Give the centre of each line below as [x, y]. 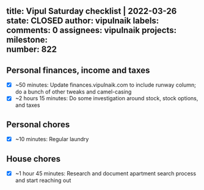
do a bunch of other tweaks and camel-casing [73, 92]
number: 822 [31, 49]
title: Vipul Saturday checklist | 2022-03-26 [92, 11]
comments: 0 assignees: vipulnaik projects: [92, 30]
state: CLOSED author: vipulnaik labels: [83, 21]
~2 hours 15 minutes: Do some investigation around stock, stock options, [107, 98]
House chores [34, 159]
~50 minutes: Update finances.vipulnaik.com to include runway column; [106, 85]
